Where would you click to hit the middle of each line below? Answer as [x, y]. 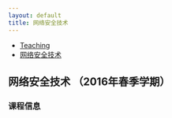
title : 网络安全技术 [38, 23]
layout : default [35, 15]
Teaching [35, 45]
